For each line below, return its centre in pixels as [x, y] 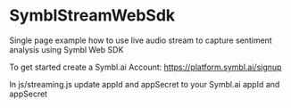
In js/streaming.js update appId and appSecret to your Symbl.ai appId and [145, 84]
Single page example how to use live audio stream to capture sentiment [141, 40]
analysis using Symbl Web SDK [67, 49]
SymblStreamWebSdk [92, 16]
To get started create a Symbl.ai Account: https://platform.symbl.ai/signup [145, 67]
